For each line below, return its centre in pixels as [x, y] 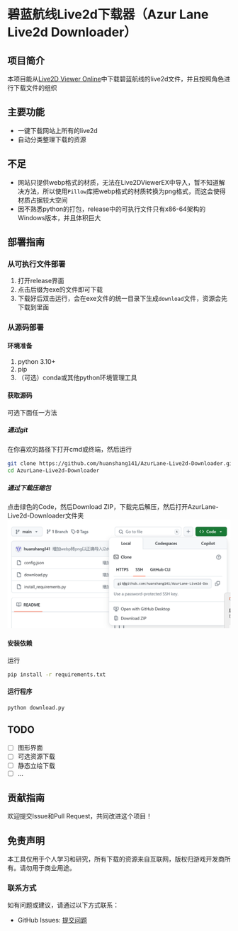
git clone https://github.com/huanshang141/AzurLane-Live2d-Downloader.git [121, 463]
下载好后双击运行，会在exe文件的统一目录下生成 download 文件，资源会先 [123, 299]
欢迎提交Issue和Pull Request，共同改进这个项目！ [80, 816]
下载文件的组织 [35, 88]
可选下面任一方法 [32, 412]
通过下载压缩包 [29, 487]
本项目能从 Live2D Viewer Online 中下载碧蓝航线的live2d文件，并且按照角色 [116, 79]
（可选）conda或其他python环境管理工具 [77, 378]
